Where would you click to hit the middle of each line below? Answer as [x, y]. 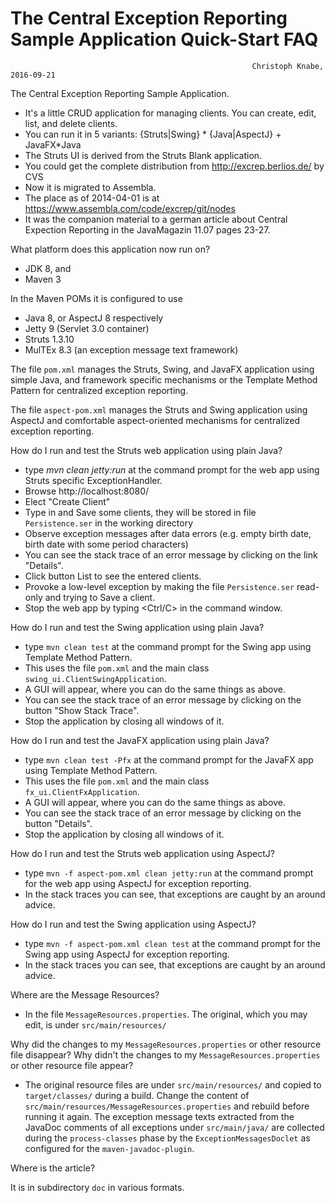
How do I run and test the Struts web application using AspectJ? [142, 853]
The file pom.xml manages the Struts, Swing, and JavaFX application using [162, 369]
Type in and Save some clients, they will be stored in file [140, 512]
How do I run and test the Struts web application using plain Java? [146, 450]
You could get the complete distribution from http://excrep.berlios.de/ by [174, 166]
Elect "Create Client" [67, 501]
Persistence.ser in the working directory [108, 523]
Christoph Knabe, [288, 66]
